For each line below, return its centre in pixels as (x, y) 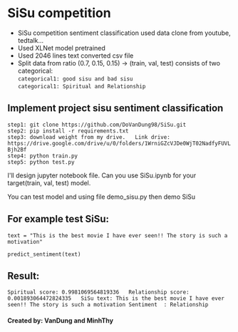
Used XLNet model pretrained (61, 48)
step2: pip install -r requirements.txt (68, 131)
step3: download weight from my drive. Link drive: (89, 137)
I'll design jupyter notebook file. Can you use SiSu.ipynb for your (102, 175)
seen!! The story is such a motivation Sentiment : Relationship (108, 305)
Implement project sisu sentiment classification (115, 108)
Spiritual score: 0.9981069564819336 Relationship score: (99, 292)
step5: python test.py (41, 162)
